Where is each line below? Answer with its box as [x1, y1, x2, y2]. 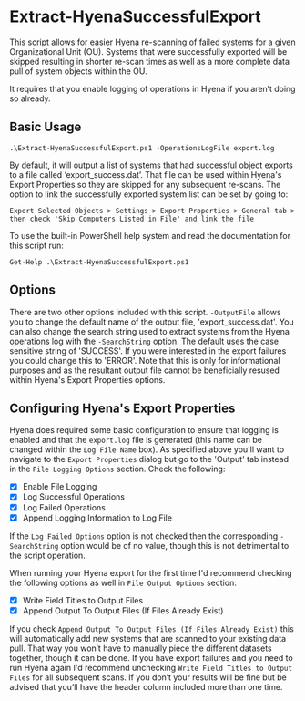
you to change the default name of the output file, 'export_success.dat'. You [9, 316, 294, 327]
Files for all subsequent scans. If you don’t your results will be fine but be [9, 672, 287, 683]
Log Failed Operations [22, 501, 107, 512]
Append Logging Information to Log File [22, 512, 173, 523]
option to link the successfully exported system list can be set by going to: [9, 189, 289, 200]
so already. [9, 93, 52, 104]
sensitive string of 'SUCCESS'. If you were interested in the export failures [9, 345, 287, 356]
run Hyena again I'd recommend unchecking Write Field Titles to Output [9, 662, 293, 673]
